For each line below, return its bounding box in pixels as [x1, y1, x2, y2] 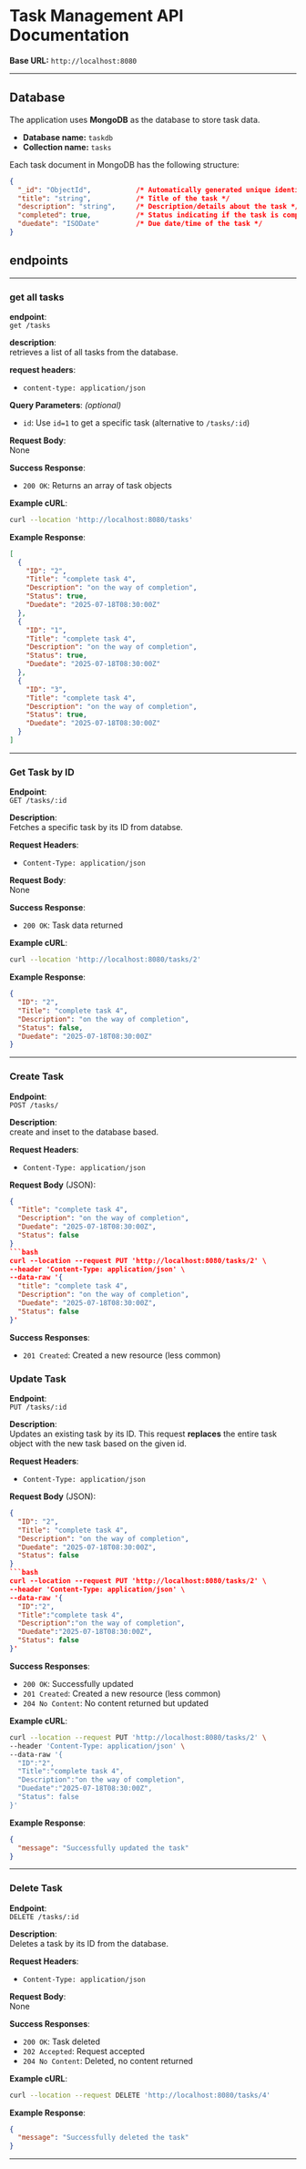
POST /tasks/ [9, 1100, 59, 1110]
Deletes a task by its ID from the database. [9, 1938, 169, 1948]
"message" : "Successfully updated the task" [17, 1843, 189, 1853]
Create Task [9, 1070, 65, 1083]
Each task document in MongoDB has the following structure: [9, 159, 240, 170]
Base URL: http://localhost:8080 [9, 55, 138, 66]
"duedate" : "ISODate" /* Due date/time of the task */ [17, 220, 263, 229]
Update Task [9, 1372, 66, 1385]
